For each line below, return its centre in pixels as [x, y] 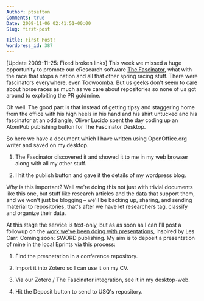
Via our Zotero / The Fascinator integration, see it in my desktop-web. [103, 280]
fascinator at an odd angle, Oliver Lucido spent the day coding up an [92, 120]
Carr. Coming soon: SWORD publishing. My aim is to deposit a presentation [101, 238]
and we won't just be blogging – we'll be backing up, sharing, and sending [99, 200]
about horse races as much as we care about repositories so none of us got [101, 89]
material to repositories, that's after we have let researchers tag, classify [97, 206]
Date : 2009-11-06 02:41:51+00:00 [49, 23]
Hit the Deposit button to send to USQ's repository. [79, 292]
